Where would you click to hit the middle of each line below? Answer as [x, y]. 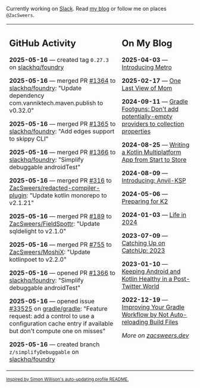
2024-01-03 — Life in [154, 215]
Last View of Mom [147, 88]
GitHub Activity [43, 43]
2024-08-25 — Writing [156, 144]
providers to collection [153, 123]
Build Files [164, 322]
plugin [18, 195]
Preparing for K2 [145, 201]
